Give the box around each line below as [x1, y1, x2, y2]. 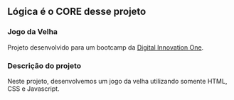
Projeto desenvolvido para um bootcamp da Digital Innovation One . [7, 43, 204, 52]
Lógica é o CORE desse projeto [7, 6, 147, 18]
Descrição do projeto [7, 60, 82, 70]
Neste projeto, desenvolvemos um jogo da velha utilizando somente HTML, [7, 77, 228, 85]
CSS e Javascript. [7, 84, 60, 93]
